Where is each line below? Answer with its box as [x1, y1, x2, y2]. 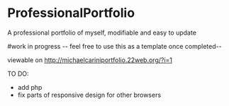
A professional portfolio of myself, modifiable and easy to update [7, 28, 197, 37]
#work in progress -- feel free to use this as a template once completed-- [7, 42, 222, 50]
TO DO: [7, 69, 30, 78]
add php [17, 83, 43, 91]
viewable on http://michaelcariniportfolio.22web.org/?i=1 [7, 55, 172, 64]
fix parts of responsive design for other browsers [17, 90, 162, 99]
